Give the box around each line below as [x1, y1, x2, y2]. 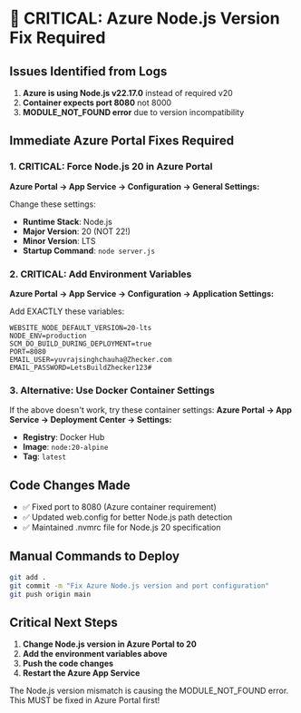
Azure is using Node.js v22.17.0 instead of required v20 [22, 88, 233, 98]
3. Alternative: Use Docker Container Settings [9, 384, 215, 396]
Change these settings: [9, 199, 97, 210]
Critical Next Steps [9, 614, 118, 630]
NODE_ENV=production [9, 331, 88, 340]
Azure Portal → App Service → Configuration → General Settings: [9, 181, 260, 191]
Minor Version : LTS [22, 235, 97, 246]
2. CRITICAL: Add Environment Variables [9, 268, 192, 280]
